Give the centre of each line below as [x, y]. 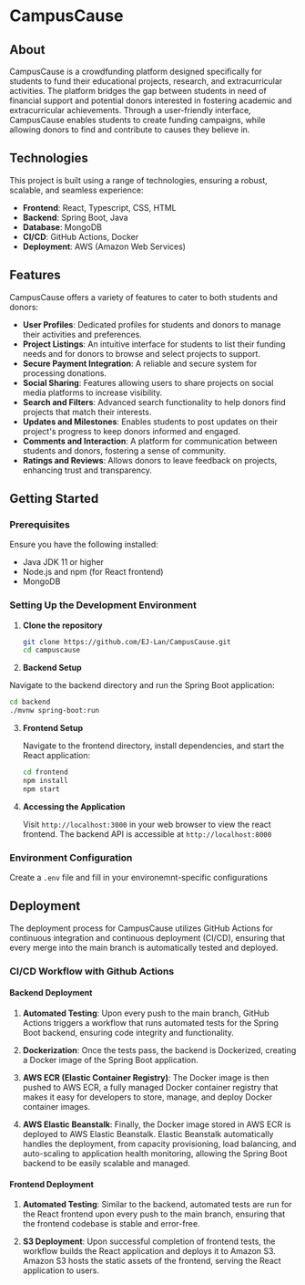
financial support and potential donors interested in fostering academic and [151, 100]
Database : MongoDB [62, 227]
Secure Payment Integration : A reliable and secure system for [140, 363]
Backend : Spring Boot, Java [76, 217]
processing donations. [65, 373]
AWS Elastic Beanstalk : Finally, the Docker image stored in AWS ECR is [157, 1124]
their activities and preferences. [82, 334]
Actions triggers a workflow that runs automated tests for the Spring [151, 1022]
